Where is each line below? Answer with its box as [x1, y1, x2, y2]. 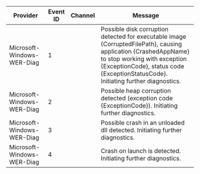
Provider [13, 11, 39, 20]
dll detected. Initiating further [101, 126, 182, 134]
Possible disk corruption [101, 25, 168, 33]
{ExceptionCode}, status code [101, 62, 185, 70]
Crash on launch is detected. [101, 147, 181, 155]
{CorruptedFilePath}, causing [101, 40, 183, 48]
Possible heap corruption [101, 87, 171, 94]
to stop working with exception [101, 55, 187, 63]
